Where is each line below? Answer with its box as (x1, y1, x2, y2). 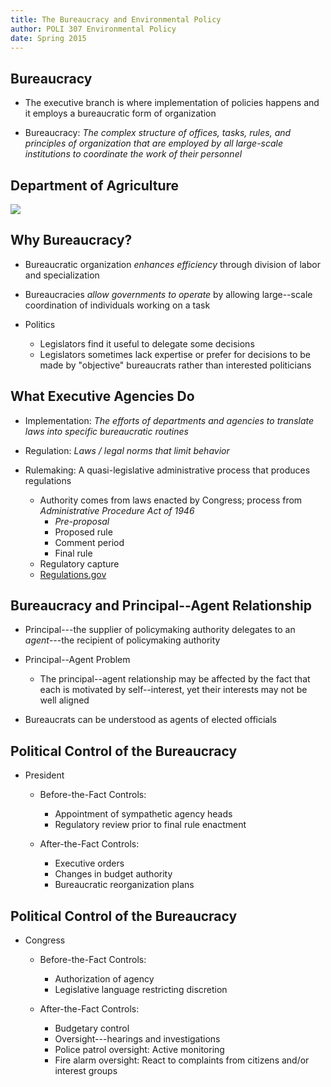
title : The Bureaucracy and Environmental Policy (10, 14, 222, 25)
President (24, 769, 65, 781)
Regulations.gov (39, 568, 107, 580)
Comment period (54, 536, 125, 548)
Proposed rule (54, 526, 113, 538)
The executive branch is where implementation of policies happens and (24, 97, 320, 109)
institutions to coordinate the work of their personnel (24, 148, 243, 160)
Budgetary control (54, 1022, 130, 1035)
